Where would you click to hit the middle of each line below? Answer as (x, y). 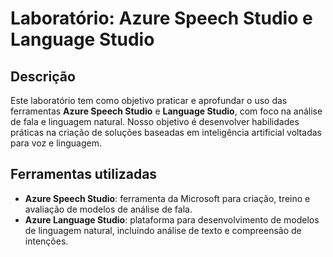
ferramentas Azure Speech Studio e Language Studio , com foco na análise (166, 111)
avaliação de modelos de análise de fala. (108, 209)
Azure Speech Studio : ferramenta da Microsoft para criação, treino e (167, 198)
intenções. (46, 241)
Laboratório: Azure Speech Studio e (161, 18)
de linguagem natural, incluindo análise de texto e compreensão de (163, 230)
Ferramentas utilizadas (84, 174)
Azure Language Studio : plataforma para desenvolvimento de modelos (172, 219)
